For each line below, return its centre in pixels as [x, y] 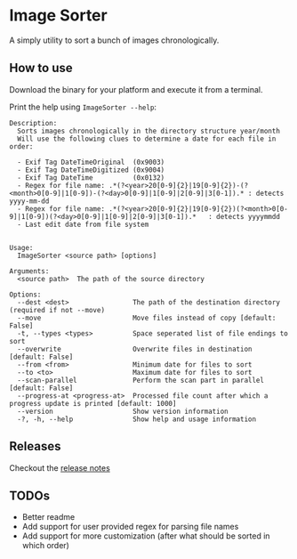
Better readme [48, 517]
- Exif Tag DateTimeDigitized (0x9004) [91, 170]
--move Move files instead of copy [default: [147, 318]
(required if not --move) [57, 310]
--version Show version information [123, 411]
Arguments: [29, 271]
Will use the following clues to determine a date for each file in [147, 139]
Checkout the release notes [60, 467]
